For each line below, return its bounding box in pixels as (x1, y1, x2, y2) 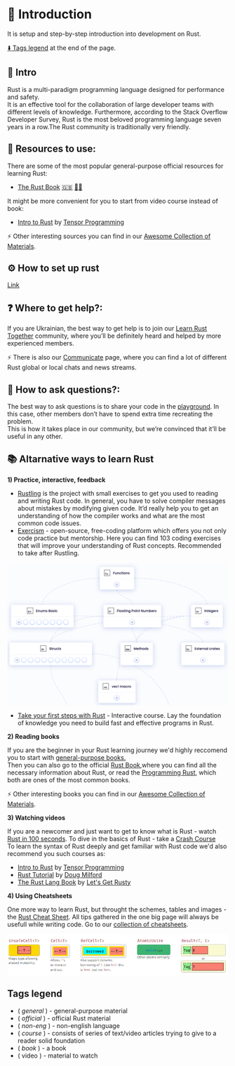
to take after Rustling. (17, 548, 79, 557)
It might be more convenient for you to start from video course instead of (7, 197, 219, 205)
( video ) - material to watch (17, 1051, 98, 1060)
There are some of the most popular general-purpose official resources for (7, 162, 224, 170)
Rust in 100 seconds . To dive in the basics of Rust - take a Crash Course (7, 834, 216, 843)
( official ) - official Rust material (17, 1014, 111, 1022)
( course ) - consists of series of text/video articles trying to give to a (17, 1029, 217, 1037)
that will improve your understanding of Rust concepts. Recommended (17, 541, 222, 550)
